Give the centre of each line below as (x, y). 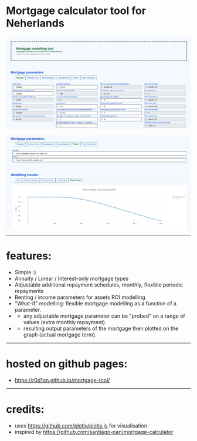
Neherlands (35, 23)
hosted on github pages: (67, 364)
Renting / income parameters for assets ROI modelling (80, 297)
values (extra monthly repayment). (65, 322)
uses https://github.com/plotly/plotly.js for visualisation (81, 425)
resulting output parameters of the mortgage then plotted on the (101, 328)
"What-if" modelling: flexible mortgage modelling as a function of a (96, 303)
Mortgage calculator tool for (76, 11)
